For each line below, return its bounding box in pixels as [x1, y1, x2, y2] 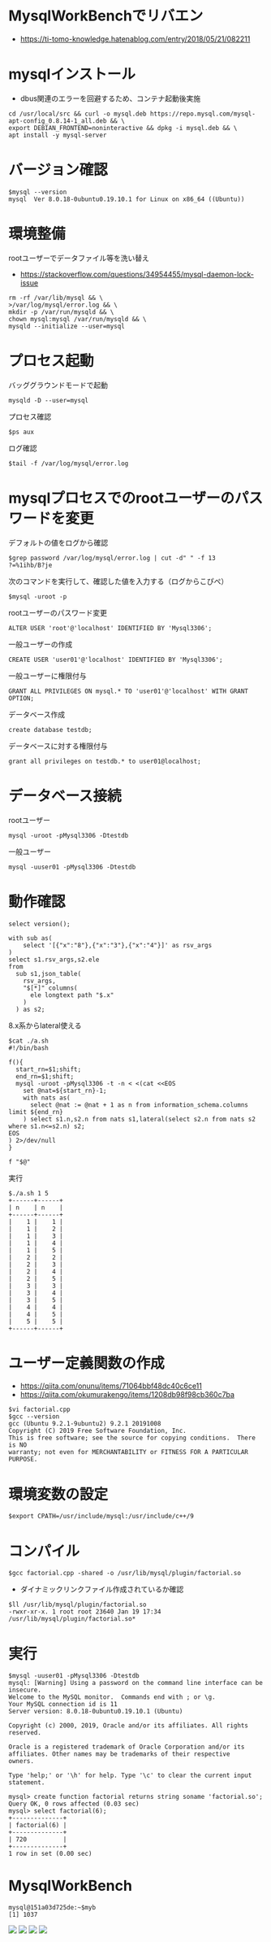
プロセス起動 [8, 351, 95, 370]
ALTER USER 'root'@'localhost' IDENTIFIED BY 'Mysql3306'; [8, 624, 213, 632]
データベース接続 [8, 786, 122, 805]
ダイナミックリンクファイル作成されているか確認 [19, 1584, 184, 1594]
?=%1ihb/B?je [8, 561, 53, 569]
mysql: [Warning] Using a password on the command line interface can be [8, 1679, 264, 1687]
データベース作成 [8, 709, 66, 719]
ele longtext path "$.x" [29, 991, 114, 999]
